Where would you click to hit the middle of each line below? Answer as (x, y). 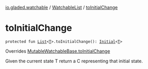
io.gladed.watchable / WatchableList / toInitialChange (61, 7)
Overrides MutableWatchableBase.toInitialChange (58, 51)
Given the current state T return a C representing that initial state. (74, 61)
